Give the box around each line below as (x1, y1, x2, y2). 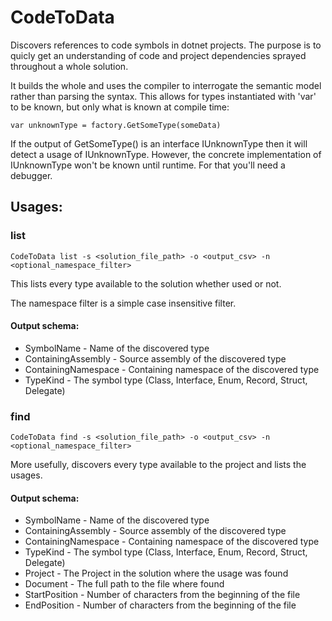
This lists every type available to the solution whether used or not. (10, 277, 282, 290)
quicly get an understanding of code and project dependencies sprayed (10, 49, 307, 61)
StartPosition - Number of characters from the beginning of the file (24, 589, 301, 601)
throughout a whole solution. (10, 60, 129, 72)
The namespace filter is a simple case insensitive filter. (10, 297, 237, 309)
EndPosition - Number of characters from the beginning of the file (24, 599, 297, 611)
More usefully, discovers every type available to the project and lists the (10, 459, 307, 471)
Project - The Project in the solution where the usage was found (24, 567, 289, 580)
